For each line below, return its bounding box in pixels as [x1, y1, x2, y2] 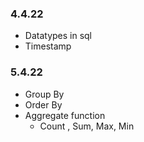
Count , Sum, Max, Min [39, 120, 135, 132]
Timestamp [24, 40, 72, 52]
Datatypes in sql [24, 30, 93, 42]
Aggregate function [24, 109, 106, 121]
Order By [24, 98, 63, 111]
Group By [24, 88, 65, 100]
